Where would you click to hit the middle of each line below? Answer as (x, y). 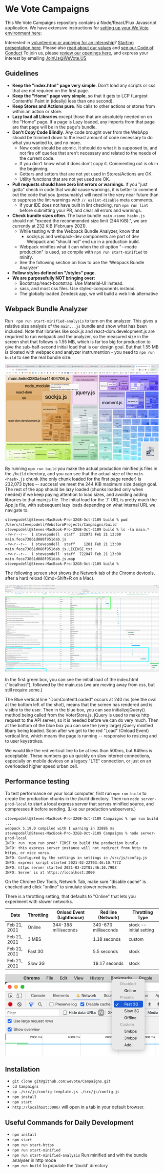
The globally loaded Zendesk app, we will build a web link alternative (89, 293)
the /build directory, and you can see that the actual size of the (69, 473)
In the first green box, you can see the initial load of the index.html (72, 680)
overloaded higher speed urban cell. (41, 766)
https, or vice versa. (28, 853)
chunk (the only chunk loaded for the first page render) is (84, 479)
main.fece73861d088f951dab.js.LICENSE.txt (49, 549)
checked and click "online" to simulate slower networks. (61, 887)
